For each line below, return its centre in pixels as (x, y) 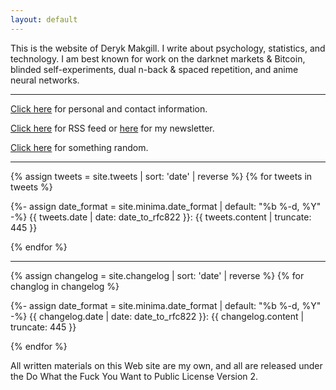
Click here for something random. (79, 147)
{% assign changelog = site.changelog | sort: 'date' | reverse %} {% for (157, 275)
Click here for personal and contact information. (109, 108)
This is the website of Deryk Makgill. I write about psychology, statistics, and (168, 48)
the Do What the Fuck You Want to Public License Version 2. (134, 376)
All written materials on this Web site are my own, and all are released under (166, 365)
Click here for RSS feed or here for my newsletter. (112, 128)
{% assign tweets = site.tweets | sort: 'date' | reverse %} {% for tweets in (161, 176)
